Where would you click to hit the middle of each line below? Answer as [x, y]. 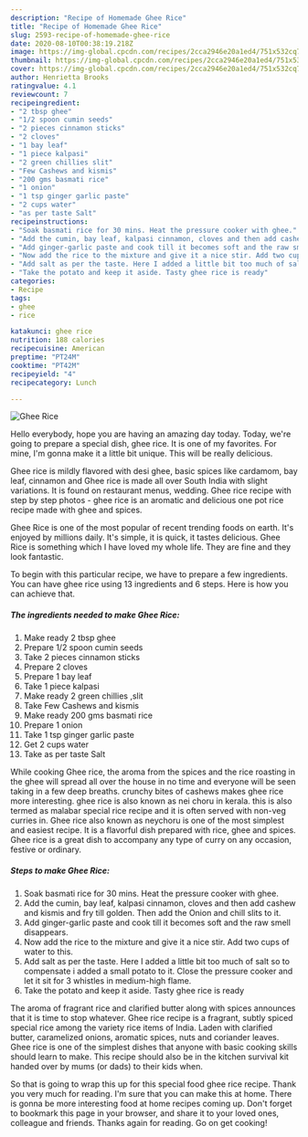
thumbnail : [31, 60]
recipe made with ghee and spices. [76, 510]
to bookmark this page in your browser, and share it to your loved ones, [145, 1113]
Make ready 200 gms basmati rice [88, 716]
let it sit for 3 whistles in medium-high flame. [107, 981]
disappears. [46, 932]
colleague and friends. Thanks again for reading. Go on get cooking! [139, 1123]
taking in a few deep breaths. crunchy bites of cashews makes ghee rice [147, 792]
